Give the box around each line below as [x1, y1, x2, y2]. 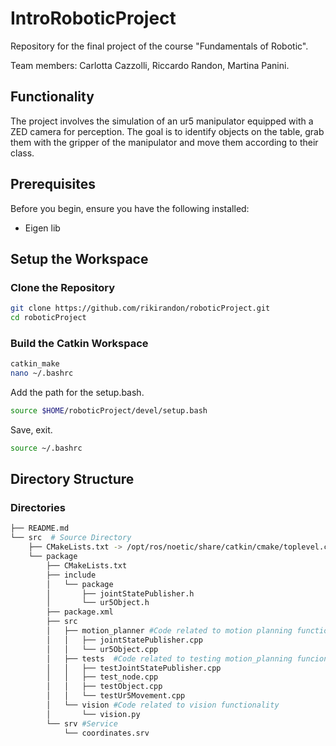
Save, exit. [10, 423, 53, 436]
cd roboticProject [10, 313, 87, 323]
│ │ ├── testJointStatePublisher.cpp [46, 663, 222, 673]
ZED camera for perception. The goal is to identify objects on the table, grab [10, 125, 325, 137]
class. [10, 147, 35, 159]
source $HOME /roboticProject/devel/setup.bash [10, 406, 208, 416]
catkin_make [10, 359, 60, 369]
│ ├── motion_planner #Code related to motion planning [46, 626, 293, 636]
